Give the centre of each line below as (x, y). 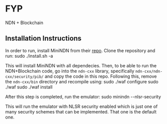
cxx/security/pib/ (24, 77)
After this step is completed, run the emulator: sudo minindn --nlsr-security (83, 96)
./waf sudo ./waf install (29, 87)
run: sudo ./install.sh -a (29, 56)
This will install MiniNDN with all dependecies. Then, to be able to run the (81, 65)
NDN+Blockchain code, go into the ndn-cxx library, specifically (70, 71)
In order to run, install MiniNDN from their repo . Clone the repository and (80, 50)
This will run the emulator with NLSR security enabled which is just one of (81, 106)
